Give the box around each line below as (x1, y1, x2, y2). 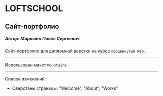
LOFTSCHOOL (5, 3, 63, 14)
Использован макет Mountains (5, 62, 67, 68)
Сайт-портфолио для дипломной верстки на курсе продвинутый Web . (5, 48, 146, 54)
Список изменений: (5, 76, 46, 81)
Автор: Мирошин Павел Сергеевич (5, 36, 80, 42)
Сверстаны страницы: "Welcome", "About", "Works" (12, 85, 118, 91)
